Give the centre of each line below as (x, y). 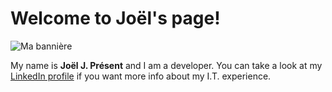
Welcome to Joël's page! (115, 18)
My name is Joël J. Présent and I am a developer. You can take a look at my (166, 65)
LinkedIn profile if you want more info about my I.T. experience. (141, 76)
